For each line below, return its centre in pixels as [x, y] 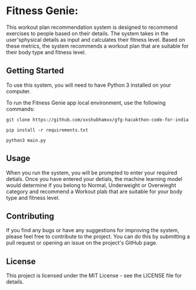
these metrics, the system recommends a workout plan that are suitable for [97, 46]
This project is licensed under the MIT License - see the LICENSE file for [94, 276]
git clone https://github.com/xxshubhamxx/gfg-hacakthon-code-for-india [97, 120]
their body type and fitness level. [46, 52]
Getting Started [35, 71]
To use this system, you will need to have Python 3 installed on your [89, 85]
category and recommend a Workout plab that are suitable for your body [94, 191]
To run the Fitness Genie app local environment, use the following [86, 103]
